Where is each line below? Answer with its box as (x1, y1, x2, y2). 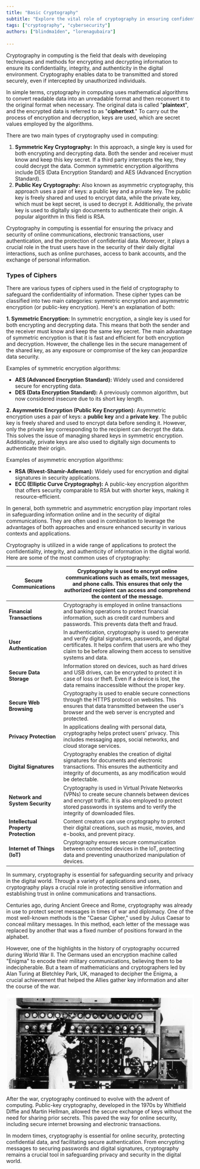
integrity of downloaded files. (63, 809, 135, 816)
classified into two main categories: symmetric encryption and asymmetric (6, 297, 189, 304)
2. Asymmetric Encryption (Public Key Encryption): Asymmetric (6, 407, 167, 414)
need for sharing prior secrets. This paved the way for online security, (6, 1114, 177, 1121)
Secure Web (8, 699, 40, 706)
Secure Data (8, 669, 40, 676)
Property (8, 824, 32, 831)
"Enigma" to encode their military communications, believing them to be (6, 957, 183, 965)
